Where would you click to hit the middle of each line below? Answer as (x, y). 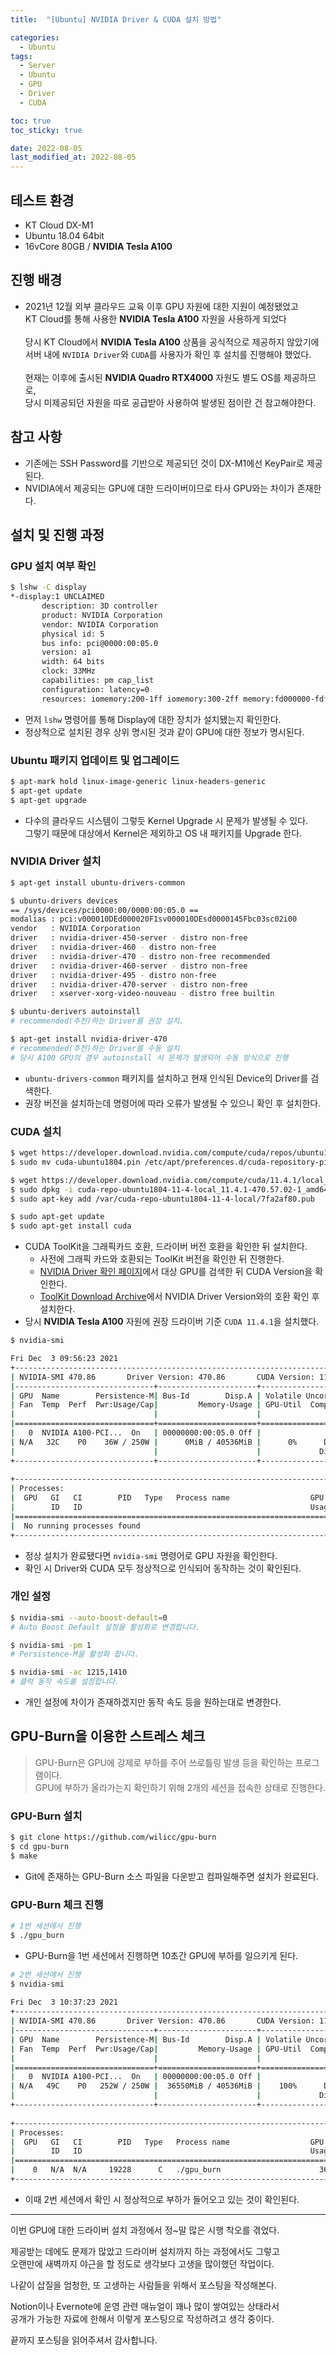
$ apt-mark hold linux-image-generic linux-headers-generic (138, 781)
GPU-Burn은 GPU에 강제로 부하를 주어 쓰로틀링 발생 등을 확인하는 (163, 1762)
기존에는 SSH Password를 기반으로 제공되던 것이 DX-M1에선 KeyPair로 (164, 463)
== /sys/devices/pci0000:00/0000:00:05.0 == (104, 910)
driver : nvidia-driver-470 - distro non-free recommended (140, 956)
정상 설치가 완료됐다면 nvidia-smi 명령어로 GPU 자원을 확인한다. (151, 1555)
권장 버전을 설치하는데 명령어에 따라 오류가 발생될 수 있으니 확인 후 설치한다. (173, 1103)
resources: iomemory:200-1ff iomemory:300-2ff (140, 699)
